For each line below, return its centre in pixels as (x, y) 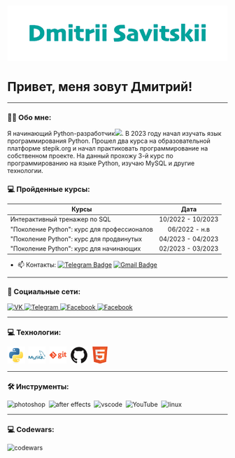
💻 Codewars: (31, 430)
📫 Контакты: (37, 265)
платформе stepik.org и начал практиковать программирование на (108, 148)
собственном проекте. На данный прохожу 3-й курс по (90, 156)
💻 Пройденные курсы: (49, 189)
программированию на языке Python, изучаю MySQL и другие (101, 163)
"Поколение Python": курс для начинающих (76, 249)
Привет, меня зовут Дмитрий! (100, 87)
